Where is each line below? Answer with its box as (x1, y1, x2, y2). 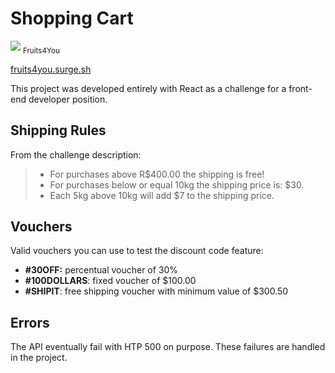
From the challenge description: (10, 148, 142, 161)
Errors (10, 314, 50, 331)
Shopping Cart (10, 7, 134, 30)
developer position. (28, 93, 108, 105)
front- (288, 82, 313, 94)
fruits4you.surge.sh (10, 63, 92, 75)
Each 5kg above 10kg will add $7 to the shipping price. (49, 189, 275, 201)
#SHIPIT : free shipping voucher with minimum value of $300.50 (24, 285, 289, 297)
